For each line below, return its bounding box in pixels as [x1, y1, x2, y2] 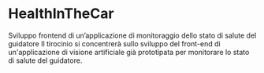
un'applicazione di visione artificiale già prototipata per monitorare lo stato [8, 47, 250, 57]
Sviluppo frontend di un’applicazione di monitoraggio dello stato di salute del [8, 31, 257, 40]
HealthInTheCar [8, 5, 114, 23]
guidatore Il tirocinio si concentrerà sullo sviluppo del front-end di [8, 38, 221, 48]
